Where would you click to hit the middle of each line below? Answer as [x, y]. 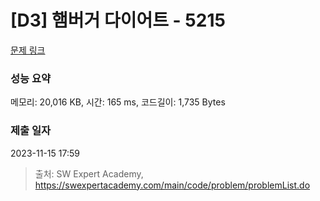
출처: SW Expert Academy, [89, 173]
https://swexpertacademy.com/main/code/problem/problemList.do [172, 185]
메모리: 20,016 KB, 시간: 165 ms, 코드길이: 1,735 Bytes [118, 102]
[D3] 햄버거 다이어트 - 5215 [118, 20]
